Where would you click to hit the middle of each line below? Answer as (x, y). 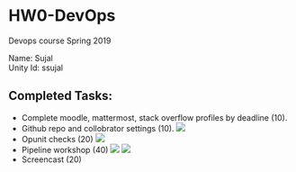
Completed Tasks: (61, 96)
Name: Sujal (31, 58)
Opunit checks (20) (57, 139)
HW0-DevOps (62, 16)
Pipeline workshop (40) (65, 149)
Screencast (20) (51, 159)
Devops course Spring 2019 (60, 41)
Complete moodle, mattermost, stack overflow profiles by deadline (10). (154, 117)
